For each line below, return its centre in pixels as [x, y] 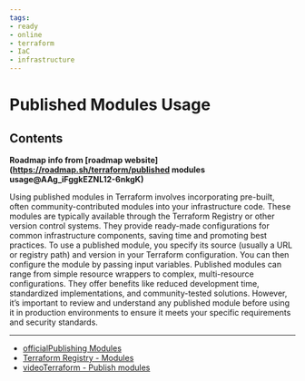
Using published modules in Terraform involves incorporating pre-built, [142, 197]
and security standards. [54, 322]
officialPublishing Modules [72, 348]
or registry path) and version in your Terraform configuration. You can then [149, 254]
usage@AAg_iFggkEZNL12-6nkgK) [77, 179]
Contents [36, 138]
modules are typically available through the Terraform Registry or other [142, 216]
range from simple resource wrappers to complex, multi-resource [132, 274]
